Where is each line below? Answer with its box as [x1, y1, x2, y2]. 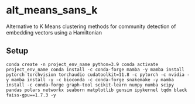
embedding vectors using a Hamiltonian [6, 29, 102, 36]
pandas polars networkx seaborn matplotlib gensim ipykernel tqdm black [6, 87, 187, 93]
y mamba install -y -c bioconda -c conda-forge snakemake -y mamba [6, 77, 175, 82]
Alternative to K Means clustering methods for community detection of [6, 23, 176, 30]
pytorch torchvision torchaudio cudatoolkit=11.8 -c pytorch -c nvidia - [6, 71, 190, 78]
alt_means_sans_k [6, 4, 98, 17]
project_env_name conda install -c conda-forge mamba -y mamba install [6, 67, 184, 72]
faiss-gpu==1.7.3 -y [6, 92, 57, 98]
